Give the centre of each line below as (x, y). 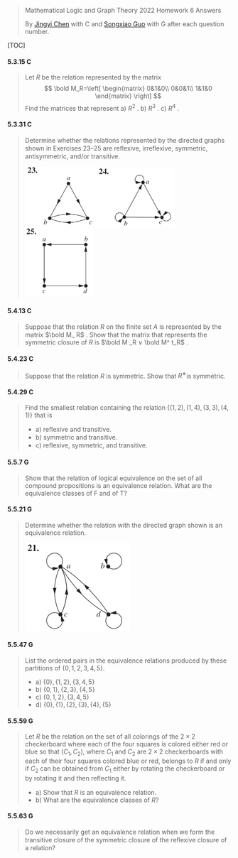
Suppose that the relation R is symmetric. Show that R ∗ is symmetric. (125, 375)
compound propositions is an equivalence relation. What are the (118, 485)
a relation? (40, 847)
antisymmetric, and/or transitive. (72, 156)
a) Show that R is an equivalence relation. (96, 792)
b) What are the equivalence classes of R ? (97, 800)
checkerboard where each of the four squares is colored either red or (126, 744)
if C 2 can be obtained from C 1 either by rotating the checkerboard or (125, 769)
